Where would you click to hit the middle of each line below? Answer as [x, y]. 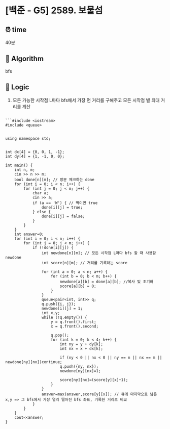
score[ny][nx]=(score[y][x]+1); [94, 380]
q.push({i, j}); [59, 304]
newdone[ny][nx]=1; [80, 371]
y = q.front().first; [73, 322]
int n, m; [25, 170]
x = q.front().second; [75, 326]
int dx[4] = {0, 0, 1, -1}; [35, 152]
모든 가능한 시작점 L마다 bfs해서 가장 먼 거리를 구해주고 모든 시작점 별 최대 [86, 100]
